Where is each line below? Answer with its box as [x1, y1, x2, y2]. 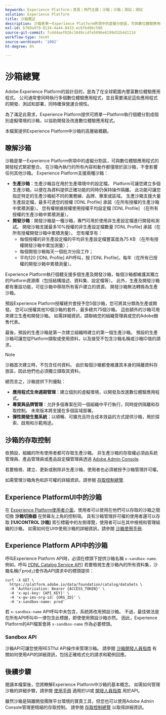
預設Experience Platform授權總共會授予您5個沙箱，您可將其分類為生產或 [5, 300, 153, 306]
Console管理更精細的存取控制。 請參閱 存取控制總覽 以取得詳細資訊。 [5, 704, 147, 710]
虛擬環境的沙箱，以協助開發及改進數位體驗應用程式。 [9, 117, 118, 124]
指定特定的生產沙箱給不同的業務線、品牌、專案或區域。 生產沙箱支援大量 [12, 193, 161, 199]
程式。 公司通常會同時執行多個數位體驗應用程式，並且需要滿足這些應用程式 [5, 94, 158, 100]
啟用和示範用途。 [21, 420, 56, 426]
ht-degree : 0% [5, 44, 35, 49]
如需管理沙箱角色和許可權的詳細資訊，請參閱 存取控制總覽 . [5, 477, 124, 483]
